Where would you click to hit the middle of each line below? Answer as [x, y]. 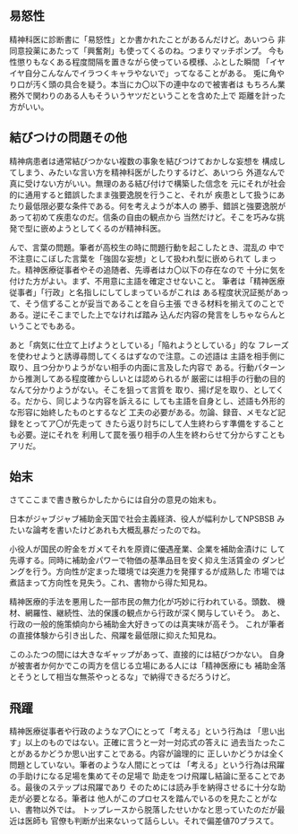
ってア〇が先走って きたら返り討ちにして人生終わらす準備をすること [158, 423]
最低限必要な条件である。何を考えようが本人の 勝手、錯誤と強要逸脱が [155, 205]
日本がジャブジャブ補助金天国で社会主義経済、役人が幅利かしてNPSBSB [142, 519]
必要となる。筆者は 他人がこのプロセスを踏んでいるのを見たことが [147, 799]
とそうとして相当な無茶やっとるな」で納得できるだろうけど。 [122, 677]
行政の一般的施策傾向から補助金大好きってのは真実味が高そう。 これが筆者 [147, 624]
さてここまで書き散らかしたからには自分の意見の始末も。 [115, 500]
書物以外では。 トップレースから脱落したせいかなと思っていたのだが [151, 810]
